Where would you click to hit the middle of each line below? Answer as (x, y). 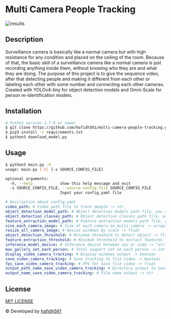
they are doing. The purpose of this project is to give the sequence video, (82, 73)
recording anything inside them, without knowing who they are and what (81, 68)
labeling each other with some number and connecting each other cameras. (85, 84)
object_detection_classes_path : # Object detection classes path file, (83, 216)
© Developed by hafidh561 (33, 311)
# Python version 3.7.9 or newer (41, 123)
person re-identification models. (39, 95)
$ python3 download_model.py (36, 137)
